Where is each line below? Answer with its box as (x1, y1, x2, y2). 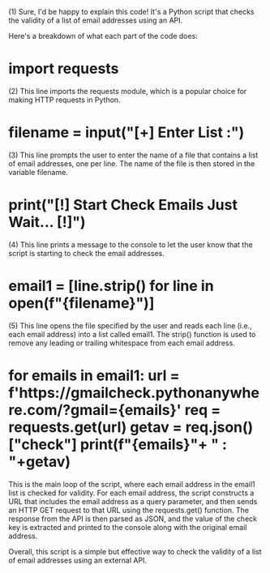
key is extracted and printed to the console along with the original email (8, 522, 247, 532)
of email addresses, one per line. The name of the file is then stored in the (8, 158, 255, 169)
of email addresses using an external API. (8, 555, 148, 565)
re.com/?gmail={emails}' (8, 400, 182, 419)
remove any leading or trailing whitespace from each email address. (8, 338, 235, 348)
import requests (8, 60, 119, 78)
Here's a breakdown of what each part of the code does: (8, 32, 199, 41)
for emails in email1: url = (8, 366, 180, 384)
